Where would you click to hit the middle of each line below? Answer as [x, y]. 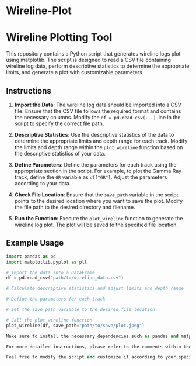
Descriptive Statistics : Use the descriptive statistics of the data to [94, 134]
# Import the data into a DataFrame [50, 272]
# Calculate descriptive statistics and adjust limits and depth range [95, 289]
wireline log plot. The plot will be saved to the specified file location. [96, 225]
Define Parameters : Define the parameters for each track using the [95, 164]
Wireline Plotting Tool [59, 38]
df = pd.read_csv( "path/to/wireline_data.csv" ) [65, 278]
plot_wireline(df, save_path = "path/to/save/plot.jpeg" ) [75, 326]
